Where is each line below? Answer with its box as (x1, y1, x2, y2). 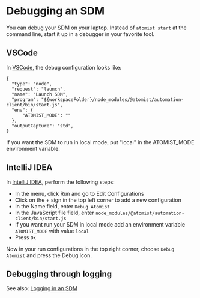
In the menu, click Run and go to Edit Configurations (14, 190, 144, 197)
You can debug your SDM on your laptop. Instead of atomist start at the (6, 24, 187, 31)
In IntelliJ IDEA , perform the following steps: (6, 178, 115, 186)
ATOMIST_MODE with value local (14, 227, 89, 234)
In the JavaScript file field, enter (14, 209, 94, 216)
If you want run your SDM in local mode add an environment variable (14, 220, 185, 228)
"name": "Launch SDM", (11, 91, 68, 97)
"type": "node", (11, 81, 52, 87)
